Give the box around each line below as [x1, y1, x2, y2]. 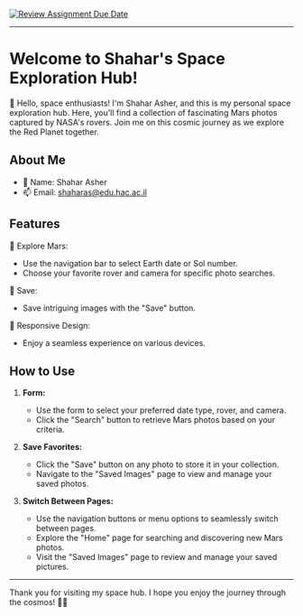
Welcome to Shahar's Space [9, 49, 225, 70]
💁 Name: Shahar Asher [22, 176, 107, 187]
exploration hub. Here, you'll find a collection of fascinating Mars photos [9, 107, 278, 117]
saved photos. [35, 479, 89, 490]
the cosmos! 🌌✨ [9, 597, 69, 608]
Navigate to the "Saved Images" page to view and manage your [35, 469, 272, 480]
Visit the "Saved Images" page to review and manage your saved [35, 552, 278, 563]
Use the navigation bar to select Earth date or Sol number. [22, 257, 238, 268]
